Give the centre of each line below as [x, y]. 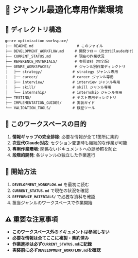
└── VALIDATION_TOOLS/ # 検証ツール [50, 108]
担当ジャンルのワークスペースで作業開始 [52, 203]
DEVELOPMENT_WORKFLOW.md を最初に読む [51, 184]
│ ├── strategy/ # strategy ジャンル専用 [61, 72]
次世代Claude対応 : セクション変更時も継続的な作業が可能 [69, 143]
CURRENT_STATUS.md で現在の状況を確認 [50, 190]
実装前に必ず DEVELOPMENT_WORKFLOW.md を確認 [56, 250]
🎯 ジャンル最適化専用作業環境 [64, 10]
